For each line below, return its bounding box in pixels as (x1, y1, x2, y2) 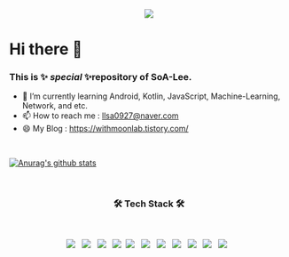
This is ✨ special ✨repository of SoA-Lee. (9, 71, 192, 84)
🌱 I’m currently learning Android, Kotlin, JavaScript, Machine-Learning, (21, 91, 281, 101)
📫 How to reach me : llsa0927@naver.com (21, 110, 179, 121)
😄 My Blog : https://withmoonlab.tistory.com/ (21, 124, 189, 134)
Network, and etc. (21, 100, 89, 111)
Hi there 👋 (9, 39, 82, 60)
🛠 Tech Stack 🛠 (113, 197, 185, 210)
